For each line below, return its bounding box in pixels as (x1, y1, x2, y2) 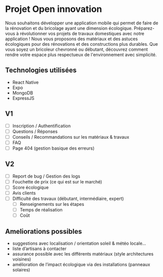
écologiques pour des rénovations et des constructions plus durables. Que (5, 41, 158, 47)
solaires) (12, 267, 30, 273)
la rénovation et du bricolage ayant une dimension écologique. (5, 25, 133, 31)
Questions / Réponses (12, 128, 58, 134)
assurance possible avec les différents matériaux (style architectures (12, 251, 154, 257)
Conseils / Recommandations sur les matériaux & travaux (12, 134, 129, 140)
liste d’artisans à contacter (12, 246, 67, 252)
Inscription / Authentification (12, 123, 71, 129)
